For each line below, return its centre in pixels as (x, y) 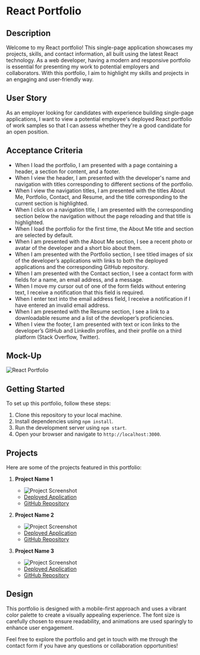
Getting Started (36, 389)
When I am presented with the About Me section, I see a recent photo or (104, 242)
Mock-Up (24, 356)
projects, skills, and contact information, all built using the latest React (92, 54)
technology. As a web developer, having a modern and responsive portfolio (99, 60)
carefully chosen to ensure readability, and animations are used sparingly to (99, 621)
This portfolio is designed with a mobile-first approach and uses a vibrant (96, 608)
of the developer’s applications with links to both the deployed (91, 260)
